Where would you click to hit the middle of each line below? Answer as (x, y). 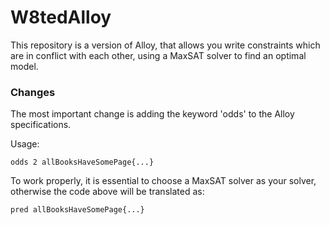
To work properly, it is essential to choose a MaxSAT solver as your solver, (163, 181)
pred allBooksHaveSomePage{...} (77, 210)
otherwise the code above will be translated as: (107, 192)
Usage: (25, 144)
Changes (33, 92)
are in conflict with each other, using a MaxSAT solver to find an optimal (158, 55)
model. (24, 66)
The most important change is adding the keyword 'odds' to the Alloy (152, 114)
